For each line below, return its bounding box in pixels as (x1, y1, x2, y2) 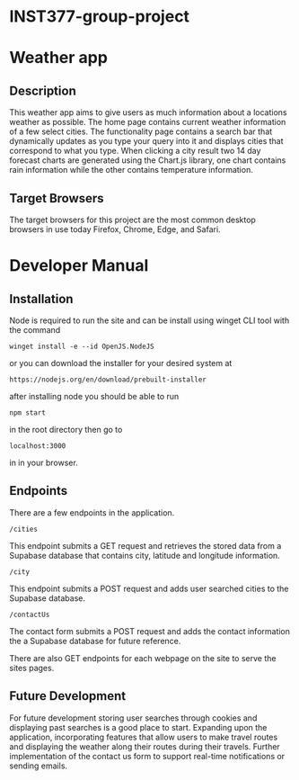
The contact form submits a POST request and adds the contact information (9, 625, 290, 636)
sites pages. (9, 662, 55, 673)
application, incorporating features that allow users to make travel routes (9, 731, 278, 742)
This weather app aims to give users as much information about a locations (9, 107, 287, 118)
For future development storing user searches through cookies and (9, 713, 258, 723)
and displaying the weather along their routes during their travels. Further (9, 740, 280, 752)
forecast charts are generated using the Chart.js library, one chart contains (9, 155, 286, 166)
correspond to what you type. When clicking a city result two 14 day (9, 146, 261, 157)
